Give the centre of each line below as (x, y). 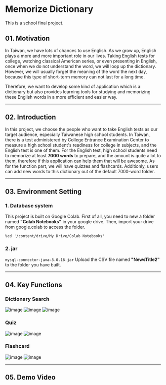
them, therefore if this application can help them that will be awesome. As (80, 161)
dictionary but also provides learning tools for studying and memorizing (78, 92)
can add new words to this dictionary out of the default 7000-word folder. (80, 171)
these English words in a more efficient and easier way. (61, 97)
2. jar (11, 249)
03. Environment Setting (43, 191)
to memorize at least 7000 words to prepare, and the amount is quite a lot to (83, 155)
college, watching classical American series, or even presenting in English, (81, 61)
